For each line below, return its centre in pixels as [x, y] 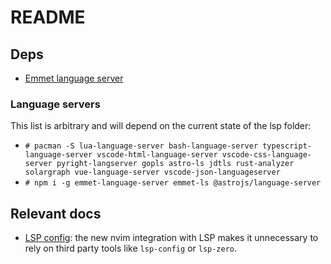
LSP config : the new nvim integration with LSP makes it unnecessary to [171, 238]
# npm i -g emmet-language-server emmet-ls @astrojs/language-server [173, 183]
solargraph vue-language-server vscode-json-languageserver [152, 172]
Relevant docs [56, 213]
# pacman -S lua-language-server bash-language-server [141, 146]
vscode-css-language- [266, 155]
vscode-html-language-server [157, 155]
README [48, 17]
